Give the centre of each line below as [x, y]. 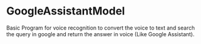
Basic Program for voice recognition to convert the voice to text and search [100, 28]
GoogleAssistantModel [66, 11]
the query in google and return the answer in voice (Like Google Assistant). [100, 34]
